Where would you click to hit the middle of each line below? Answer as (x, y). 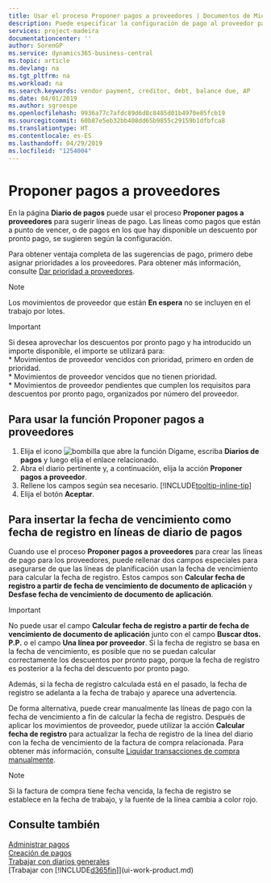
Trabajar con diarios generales (59, 861)
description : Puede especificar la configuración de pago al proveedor (131, 23)
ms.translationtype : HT (48, 128)
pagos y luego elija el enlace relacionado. (89, 460)
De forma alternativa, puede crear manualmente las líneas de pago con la (130, 708)
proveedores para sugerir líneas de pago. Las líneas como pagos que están (134, 222)
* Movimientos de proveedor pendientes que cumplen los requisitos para (130, 385)
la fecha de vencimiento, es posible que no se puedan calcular (112, 651)
